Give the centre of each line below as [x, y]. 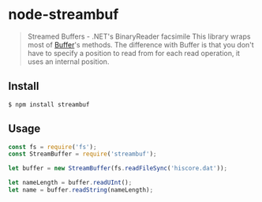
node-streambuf [64, 15]
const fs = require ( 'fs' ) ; [52, 147]
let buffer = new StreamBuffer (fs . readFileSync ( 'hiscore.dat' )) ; [118, 168]
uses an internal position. [68, 62]
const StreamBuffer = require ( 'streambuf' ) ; [82, 154]
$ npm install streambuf [49, 104]
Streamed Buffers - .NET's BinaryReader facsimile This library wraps [139, 36]
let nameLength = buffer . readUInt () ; [70, 183]
